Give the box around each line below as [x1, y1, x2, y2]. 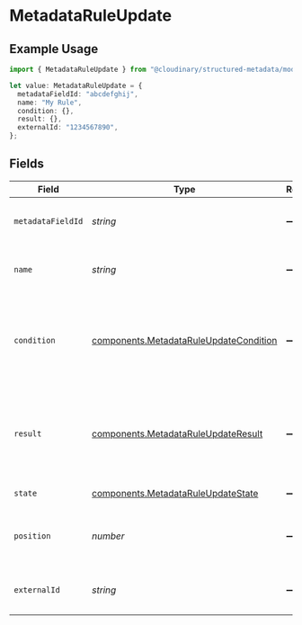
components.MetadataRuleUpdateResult [91, 427, 263, 440]
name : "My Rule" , [17, 98, 83, 107]
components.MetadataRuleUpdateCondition [91, 334, 278, 346]
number [91, 530, 125, 542]
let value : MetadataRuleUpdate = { [9, 81, 143, 90]
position [13, 531, 51, 540]
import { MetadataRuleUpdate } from [9, 65, 147, 74]
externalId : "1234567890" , [17, 123, 119, 132]
